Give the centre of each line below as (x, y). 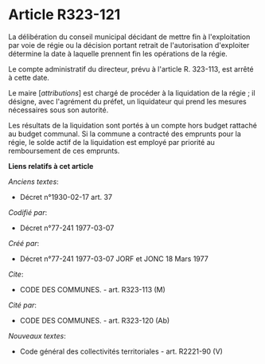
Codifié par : (28, 212)
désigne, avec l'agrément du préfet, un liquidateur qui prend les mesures (127, 101)
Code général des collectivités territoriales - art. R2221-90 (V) (121, 351)
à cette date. (29, 77)
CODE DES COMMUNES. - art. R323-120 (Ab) (95, 320)
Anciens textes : (34, 182)
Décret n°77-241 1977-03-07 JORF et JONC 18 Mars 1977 (114, 258)
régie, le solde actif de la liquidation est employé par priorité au (111, 142)
